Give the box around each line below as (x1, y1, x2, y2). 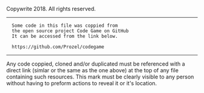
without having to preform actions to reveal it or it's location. (6, 80, 157, 87)
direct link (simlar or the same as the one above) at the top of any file (6, 67, 179, 74)
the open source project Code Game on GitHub (12, 28, 129, 34)
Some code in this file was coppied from (12, 22, 118, 29)
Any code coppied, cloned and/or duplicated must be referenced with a (6, 60, 185, 67)
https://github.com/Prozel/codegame (12, 44, 104, 50)
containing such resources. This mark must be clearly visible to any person (6, 73, 194, 80)
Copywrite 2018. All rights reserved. (6, 5, 96, 12)
